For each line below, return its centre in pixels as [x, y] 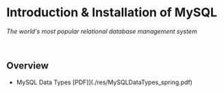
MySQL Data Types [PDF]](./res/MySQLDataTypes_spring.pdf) [104, 82]
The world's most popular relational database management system [102, 31]
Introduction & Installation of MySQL [112, 13]
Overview [28, 66]
